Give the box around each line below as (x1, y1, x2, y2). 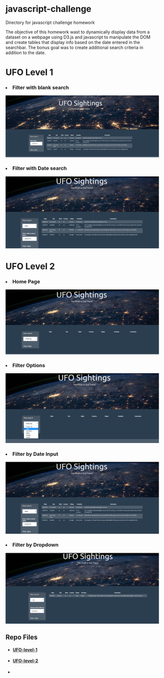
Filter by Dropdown (12, 542, 59, 548)
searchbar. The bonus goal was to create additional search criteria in (5, 44, 144, 50)
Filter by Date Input (12, 450, 58, 457)
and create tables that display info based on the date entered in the (5, 39, 140, 45)
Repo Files (5, 633, 38, 641)
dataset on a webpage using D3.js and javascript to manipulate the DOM (5, 34, 150, 40)
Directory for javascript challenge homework (5, 19, 95, 25)
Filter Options (12, 362, 45, 368)
